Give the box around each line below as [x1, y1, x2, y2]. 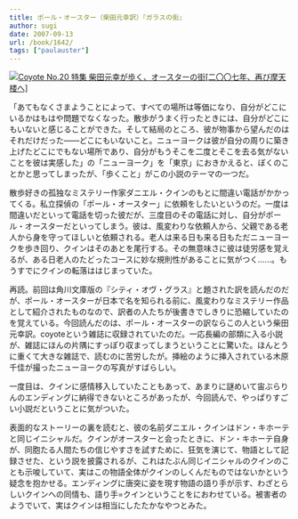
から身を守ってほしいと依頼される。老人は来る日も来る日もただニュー [16, 232, 274, 243]
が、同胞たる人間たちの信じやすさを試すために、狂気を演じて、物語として [9, 444, 282, 455]
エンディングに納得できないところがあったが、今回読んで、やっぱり [24, 393, 273, 403]
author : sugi [9, 21, 58, 30]
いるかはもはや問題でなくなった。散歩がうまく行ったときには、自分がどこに [9, 113, 290, 124]
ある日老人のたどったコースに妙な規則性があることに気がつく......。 [32, 255, 280, 265]
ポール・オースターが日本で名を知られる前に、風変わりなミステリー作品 [24, 296, 289, 306]
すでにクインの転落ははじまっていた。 [16, 265, 157, 276]
